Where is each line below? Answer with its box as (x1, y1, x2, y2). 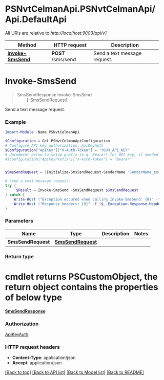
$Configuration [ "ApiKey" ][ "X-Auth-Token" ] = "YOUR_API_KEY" (5, 148, 130, 153)
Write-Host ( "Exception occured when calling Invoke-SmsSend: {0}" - (14, 197, 159, 201)
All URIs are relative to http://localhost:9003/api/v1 (5, 30, 107, 36)
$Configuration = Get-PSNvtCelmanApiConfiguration (5, 138, 110, 144)
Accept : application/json (12, 360, 62, 366)
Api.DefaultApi (5, 14, 67, 25)
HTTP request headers (5, 343, 60, 350)
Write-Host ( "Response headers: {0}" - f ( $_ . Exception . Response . (14, 201, 150, 206)
